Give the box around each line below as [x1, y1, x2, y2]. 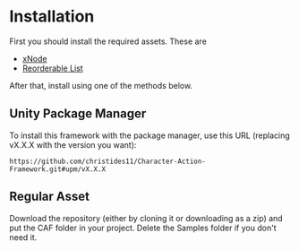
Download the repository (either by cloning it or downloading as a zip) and [9, 212, 284, 223]
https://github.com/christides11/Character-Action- [9, 157, 206, 166]
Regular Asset [9, 189, 90, 204]
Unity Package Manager [9, 106, 147, 122]
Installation [9, 6, 95, 27]
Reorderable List [21, 63, 83, 73]
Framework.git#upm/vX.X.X [9, 164, 106, 174]
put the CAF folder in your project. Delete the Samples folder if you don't [9, 222, 277, 233]
